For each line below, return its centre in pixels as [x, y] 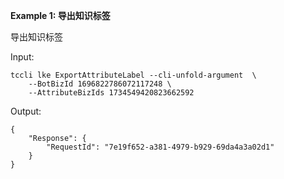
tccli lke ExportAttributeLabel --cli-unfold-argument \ [133, 75]
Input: [22, 57]
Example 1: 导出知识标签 [60, 15]
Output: [26, 111]
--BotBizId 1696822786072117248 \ [100, 84]
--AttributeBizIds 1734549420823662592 [111, 93]
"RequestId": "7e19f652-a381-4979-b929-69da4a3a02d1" [160, 147]
